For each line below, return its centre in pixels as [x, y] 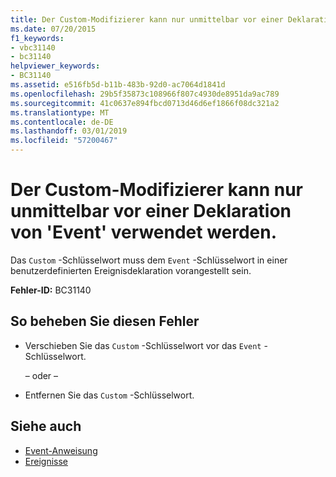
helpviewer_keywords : [55, 66]
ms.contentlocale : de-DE [62, 122]
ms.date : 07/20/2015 [53, 29]
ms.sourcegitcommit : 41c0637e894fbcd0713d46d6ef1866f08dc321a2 [145, 103]
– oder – [41, 375]
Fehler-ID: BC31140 [51, 290]
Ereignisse [46, 461]
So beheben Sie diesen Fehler [105, 321]
